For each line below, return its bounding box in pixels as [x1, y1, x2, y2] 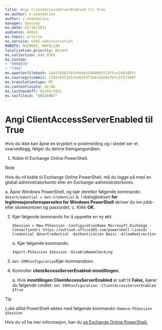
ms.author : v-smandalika [5, 12, 55, 17]
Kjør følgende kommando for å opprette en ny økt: [12, 214, 113, 220]
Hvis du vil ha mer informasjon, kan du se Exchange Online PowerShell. [5, 319, 148, 325]
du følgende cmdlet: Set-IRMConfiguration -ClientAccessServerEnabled [12, 282, 157, 288]
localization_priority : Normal [5, 48, 69, 53]
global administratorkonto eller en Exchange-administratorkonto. [5, 179, 135, 185]
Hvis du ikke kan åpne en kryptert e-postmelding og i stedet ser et [5, 141, 138, 147]
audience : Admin [5, 30, 38, 35]
